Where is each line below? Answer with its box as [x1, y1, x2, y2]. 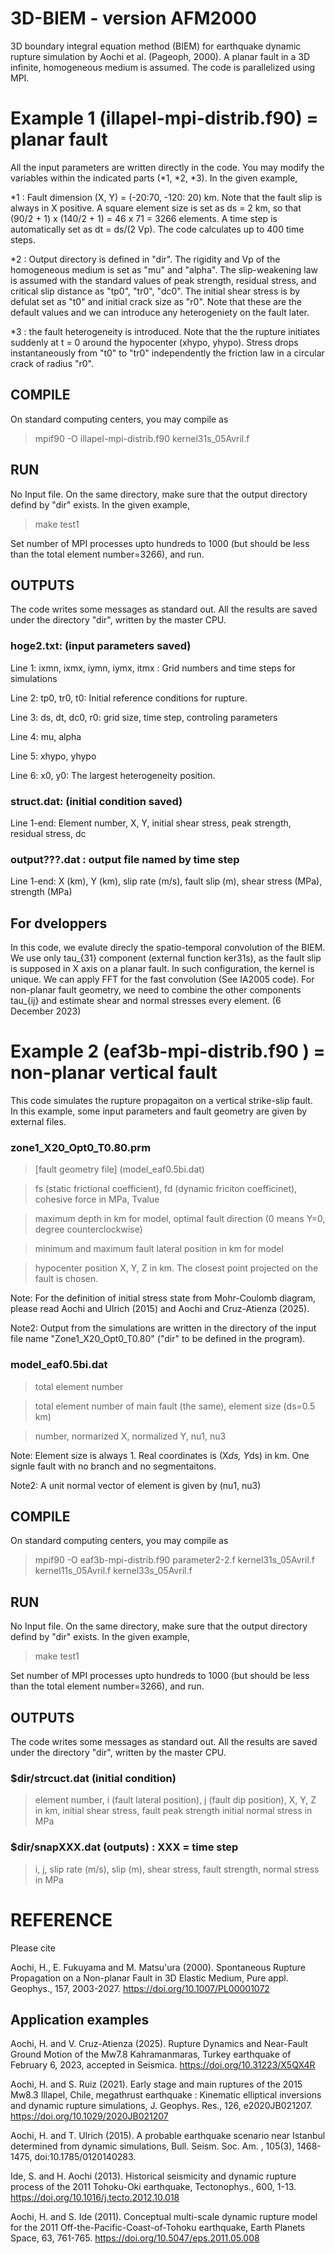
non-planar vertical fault [10, 1062, 218, 1084]
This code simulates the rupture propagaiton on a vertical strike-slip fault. [10, 1094, 313, 1106]
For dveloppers [10, 915, 108, 932]
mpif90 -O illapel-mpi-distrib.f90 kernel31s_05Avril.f [34, 432, 250, 444]
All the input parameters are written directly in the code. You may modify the [10, 161, 325, 173]
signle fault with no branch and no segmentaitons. [10, 1460, 217, 1472]
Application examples [10, 2011, 150, 2028]
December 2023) [10, 1005, 82, 1017]
